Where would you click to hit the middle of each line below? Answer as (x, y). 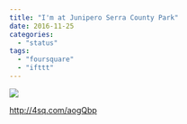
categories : (31, 34)
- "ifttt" (36, 68)
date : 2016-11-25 (42, 26)
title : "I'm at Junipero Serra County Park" (94, 18)
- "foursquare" (46, 59)
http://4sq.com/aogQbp (53, 110)
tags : (19, 51)
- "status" (38, 43)
